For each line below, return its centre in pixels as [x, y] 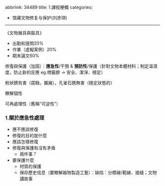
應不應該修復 [25, 129]
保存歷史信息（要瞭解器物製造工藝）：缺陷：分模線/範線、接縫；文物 [88, 173]
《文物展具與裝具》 [25, 33]
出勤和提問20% [28, 43]
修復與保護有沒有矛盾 [34, 148]
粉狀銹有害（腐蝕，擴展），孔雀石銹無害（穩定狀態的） [60, 83]
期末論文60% [26, 56]
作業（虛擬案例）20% [34, 49]
